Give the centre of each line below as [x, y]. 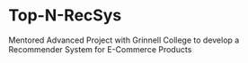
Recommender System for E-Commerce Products [100, 49]
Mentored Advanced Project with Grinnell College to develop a [124, 40]
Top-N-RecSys [65, 16]
